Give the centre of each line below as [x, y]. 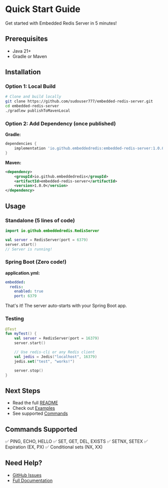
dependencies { [21, 144]
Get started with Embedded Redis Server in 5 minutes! [61, 23]
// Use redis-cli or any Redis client [54, 352]
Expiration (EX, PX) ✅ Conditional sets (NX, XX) [54, 447]
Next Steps [23, 390]
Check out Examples [33, 408]
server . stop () [29, 370]
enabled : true [29, 291]
